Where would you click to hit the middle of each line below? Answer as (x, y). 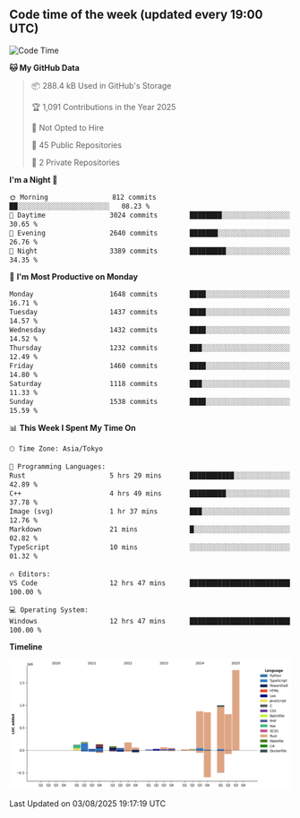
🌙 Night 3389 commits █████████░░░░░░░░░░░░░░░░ (150, 251)
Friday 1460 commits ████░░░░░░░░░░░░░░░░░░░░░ (150, 366)
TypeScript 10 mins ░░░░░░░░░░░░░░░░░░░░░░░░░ (150, 547)
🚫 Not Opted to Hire (68, 127)
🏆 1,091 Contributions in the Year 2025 (103, 107)
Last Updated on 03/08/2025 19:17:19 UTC (88, 804)
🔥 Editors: (30, 574)
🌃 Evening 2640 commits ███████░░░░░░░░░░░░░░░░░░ (150, 233)
